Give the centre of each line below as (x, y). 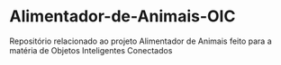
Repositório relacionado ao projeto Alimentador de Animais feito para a (140, 41)
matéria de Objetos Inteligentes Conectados (91, 50)
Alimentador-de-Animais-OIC (122, 16)
